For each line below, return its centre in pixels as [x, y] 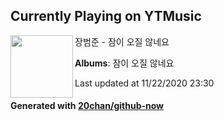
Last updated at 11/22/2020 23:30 [144, 83]
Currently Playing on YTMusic [106, 16]
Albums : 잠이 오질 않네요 [124, 63]
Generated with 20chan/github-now [87, 106]
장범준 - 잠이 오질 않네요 [122, 41]
